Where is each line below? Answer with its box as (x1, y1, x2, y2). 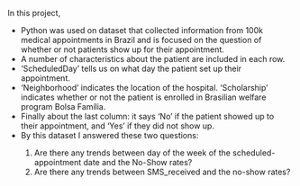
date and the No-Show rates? (83, 157, 193, 167)
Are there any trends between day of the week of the (33, 147, 231, 158)
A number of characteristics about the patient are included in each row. (20, 54, 286, 64)
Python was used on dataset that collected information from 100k (20, 25, 264, 35)
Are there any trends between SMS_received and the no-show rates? (33, 166, 291, 177)
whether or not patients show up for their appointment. (20, 44, 225, 55)
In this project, (7, 8, 61, 18)
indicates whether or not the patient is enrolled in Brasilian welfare (20, 92, 267, 102)
